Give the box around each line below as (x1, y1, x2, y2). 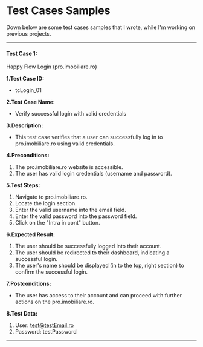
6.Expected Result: (6, 231, 56, 238)
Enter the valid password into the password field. (14, 213, 137, 220)
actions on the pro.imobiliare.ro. (14, 298, 95, 306)
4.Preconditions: (6, 152, 50, 159)
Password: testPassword (14, 328, 77, 335)
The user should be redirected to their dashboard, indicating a (14, 249, 170, 256)
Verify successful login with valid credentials (14, 110, 127, 117)
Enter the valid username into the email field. (14, 207, 127, 214)
